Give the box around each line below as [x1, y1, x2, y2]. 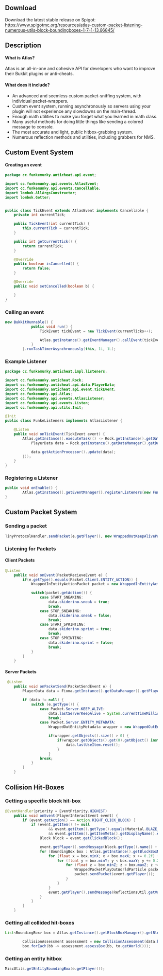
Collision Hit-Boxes [5, 783, 65, 791]
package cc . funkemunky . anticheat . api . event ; [5, 173, 97, 178]
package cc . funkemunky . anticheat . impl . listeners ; [5, 369, 108, 374]
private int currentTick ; [14, 213, 66, 217]
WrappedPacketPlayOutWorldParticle [74, 867, 147, 872]
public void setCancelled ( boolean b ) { [14, 284, 95, 289]
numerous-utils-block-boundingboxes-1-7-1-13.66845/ [5, 27, 115, 33]
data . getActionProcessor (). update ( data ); [31, 450, 116, 454]
